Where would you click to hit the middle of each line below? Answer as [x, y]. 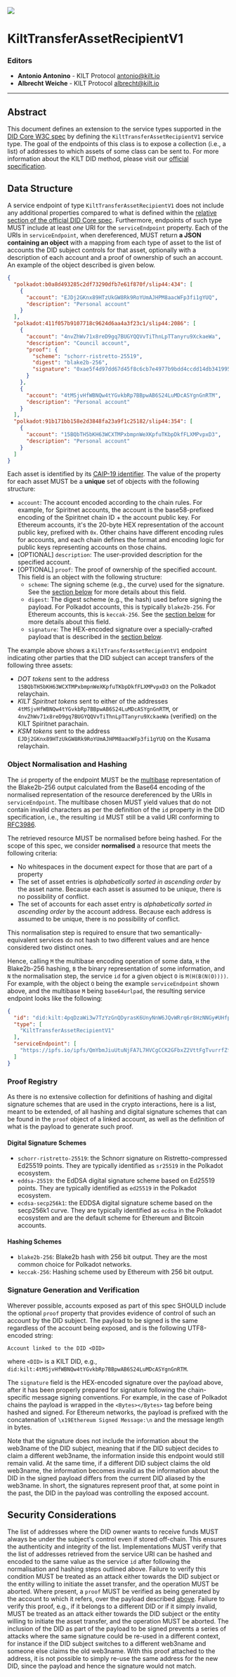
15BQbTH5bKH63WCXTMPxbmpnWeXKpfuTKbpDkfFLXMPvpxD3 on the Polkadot [117, 686]
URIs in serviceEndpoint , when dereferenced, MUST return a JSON [104, 235]
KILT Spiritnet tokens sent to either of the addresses [93, 702]
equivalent [22, 940]
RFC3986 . [22, 824]
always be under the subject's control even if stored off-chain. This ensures [117, 1539]
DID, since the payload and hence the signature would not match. [102, 1666]
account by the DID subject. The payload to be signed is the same [103, 1320]
